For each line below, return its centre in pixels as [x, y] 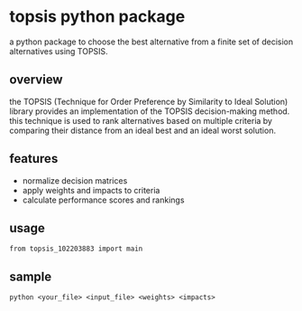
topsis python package [97, 17]
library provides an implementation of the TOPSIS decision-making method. [150, 111]
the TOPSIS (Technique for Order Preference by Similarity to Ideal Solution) [149, 101]
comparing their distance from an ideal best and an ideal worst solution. [143, 130]
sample [31, 276]
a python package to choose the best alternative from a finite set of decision [151, 42]
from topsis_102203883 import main [76, 249]
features [34, 159]
